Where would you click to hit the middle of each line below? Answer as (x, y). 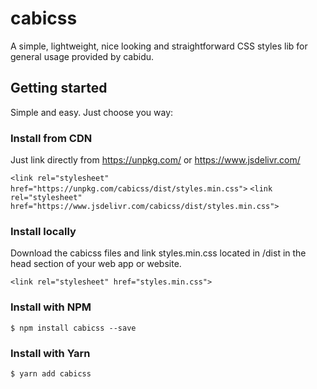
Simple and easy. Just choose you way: (92, 112)
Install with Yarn (50, 353)
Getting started (59, 88)
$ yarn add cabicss (51, 373)
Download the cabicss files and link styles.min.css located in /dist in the (158, 253)
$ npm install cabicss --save (73, 328)
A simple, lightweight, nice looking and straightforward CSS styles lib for (159, 46)
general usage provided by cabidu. (82, 56)
